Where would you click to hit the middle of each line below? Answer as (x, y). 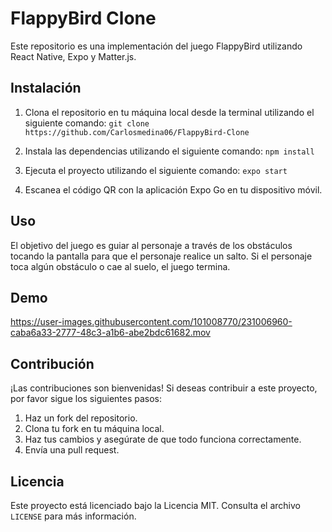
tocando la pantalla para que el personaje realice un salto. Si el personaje (161, 256)
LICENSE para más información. (73, 516)
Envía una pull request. (72, 450)
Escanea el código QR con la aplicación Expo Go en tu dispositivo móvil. (173, 189)
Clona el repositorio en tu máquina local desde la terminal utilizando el (169, 112)
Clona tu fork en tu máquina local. (94, 429)
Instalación (46, 88)
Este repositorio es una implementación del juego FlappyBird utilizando (156, 46)
